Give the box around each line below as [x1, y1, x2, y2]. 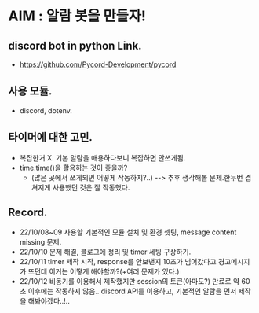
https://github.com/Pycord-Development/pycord [19, 60, 177, 69]
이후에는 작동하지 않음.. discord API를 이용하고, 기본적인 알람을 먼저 [27, 286, 237, 296]
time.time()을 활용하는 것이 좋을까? [19, 163, 128, 172]
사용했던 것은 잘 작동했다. [52, 182, 130, 192]
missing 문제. [19, 238, 62, 247]
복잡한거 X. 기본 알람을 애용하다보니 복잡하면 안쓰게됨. [19, 153, 186, 162]
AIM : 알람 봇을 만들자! [8, 7, 147, 25]
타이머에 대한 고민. [8, 131, 93, 144]
